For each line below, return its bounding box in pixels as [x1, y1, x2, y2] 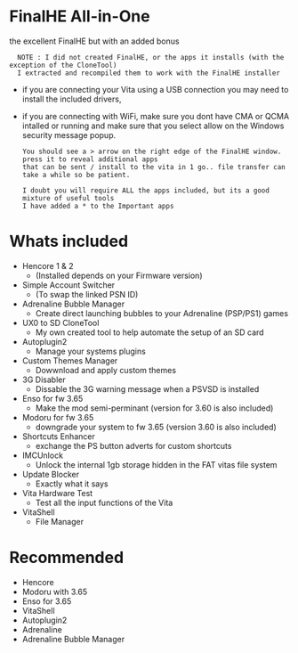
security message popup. [21, 129, 117, 140]
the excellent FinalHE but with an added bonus [9, 36, 180, 46]
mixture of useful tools [21, 193, 115, 202]
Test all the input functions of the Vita [35, 497, 173, 508]
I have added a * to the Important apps [21, 201, 174, 210]
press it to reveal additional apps [21, 154, 158, 164]
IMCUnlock [21, 450, 64, 461]
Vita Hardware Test [21, 487, 93, 498]
